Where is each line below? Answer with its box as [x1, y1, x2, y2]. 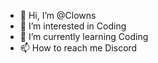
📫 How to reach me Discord [19, 42, 138, 54]
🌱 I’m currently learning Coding [19, 31, 149, 42]
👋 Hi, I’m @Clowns [19, 10, 97, 21]
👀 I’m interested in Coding [19, 20, 127, 32]
